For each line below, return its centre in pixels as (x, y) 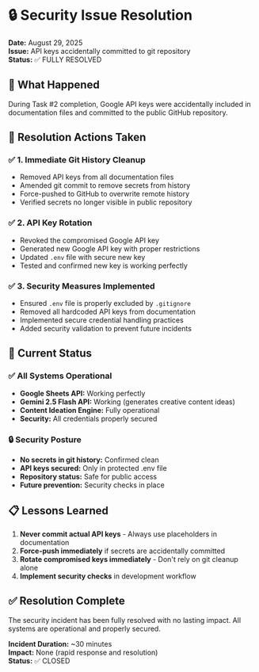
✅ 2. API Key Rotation (50, 223)
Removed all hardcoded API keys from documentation (108, 312)
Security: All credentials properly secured (88, 418)
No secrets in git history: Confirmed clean (90, 460)
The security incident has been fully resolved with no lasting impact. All (125, 620)
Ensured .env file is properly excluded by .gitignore (105, 304)
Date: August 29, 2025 (46, 42)
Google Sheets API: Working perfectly (82, 393)
